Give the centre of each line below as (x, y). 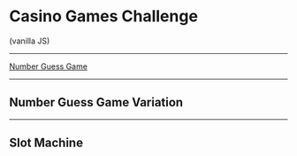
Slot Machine (46, 143)
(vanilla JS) (30, 41)
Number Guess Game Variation (96, 102)
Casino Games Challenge (104, 16)
